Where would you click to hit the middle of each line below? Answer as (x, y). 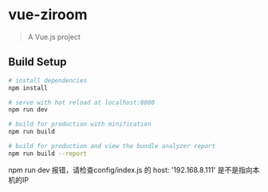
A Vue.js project (54, 37)
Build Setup (37, 62)
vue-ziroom (48, 15)
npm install (28, 88)
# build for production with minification (80, 124)
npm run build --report (48, 154)
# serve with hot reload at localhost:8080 (82, 102)
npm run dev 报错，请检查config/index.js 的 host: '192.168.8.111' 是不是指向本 (134, 170)
